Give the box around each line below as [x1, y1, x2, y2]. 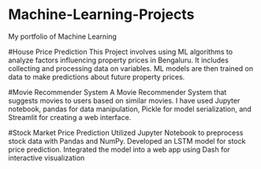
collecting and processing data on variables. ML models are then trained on [8, 63, 254, 73]
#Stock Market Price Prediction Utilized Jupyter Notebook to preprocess [8, 128, 244, 137]
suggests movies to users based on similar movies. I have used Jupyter [8, 96, 240, 105]
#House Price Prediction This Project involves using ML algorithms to [8, 47, 233, 56]
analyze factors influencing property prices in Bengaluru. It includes [8, 55, 229, 65]
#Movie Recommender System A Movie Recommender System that [8, 87, 227, 96]
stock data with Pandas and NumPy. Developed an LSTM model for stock [8, 136, 246, 145]
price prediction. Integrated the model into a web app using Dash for [8, 145, 230, 154]
